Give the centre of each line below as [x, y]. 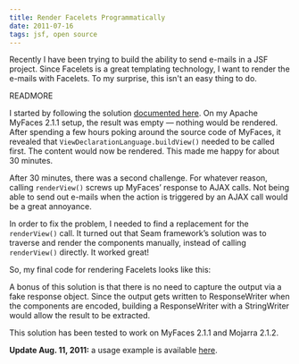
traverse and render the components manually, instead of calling [128, 243]
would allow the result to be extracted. [80, 316]
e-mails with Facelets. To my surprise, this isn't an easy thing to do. [133, 79]
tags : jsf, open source [54, 34]
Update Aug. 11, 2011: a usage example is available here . [113, 351]
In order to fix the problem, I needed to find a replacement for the [129, 224]
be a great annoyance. [50, 207]
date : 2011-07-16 [42, 26]
